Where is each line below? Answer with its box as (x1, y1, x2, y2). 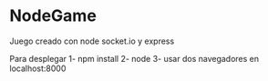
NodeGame (9, 5, 98, 26)
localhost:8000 (9, 63, 67, 74)
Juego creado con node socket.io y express (9, 35, 175, 46)
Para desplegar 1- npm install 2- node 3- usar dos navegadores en (9, 53, 260, 64)
